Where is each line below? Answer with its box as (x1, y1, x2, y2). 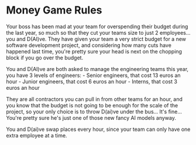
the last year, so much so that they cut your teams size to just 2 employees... (6, 29, 191, 36)
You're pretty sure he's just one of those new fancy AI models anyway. (6, 114, 177, 121)
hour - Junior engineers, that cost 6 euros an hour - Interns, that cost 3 (6, 77, 177, 85)
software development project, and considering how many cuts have (6, 42, 171, 49)
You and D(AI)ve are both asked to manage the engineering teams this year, (6, 65, 189, 72)
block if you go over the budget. (6, 54, 84, 61)
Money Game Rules (6, 4, 102, 17)
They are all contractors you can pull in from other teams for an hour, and (6, 95, 183, 103)
